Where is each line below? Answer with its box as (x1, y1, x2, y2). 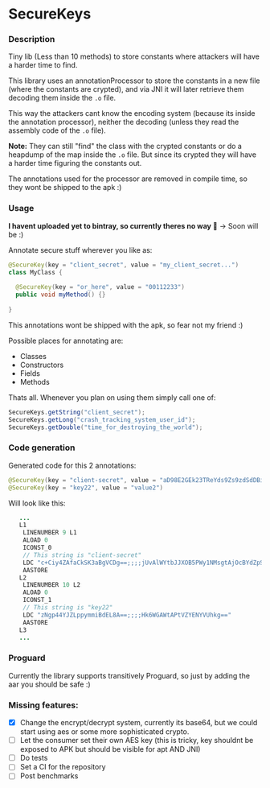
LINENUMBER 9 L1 (22, 529, 78, 537)
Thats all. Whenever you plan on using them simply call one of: (8, 392, 216, 402)
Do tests (19, 753, 48, 763)
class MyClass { (8, 268, 63, 276)
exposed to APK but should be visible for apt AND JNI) (19, 745, 201, 754)
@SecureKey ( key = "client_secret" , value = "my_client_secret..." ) (8, 261, 239, 269)
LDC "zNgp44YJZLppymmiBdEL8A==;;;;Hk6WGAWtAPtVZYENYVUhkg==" (22, 611, 231, 619)
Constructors (19, 360, 64, 369)
